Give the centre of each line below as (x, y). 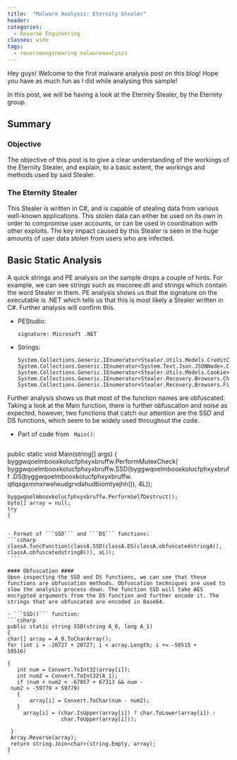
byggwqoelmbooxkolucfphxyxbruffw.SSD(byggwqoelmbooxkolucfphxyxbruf (119, 469)
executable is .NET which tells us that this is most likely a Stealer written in (115, 300)
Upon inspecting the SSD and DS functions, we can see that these (107, 577)
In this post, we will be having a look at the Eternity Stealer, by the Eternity (115, 94)
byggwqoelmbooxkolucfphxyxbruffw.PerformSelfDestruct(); (93, 497)
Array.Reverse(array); (44, 737)
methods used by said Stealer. (51, 174)
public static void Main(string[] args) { (62, 454)
